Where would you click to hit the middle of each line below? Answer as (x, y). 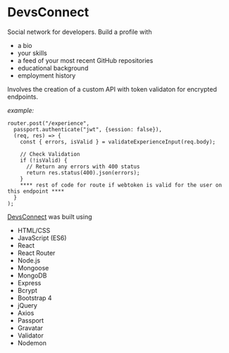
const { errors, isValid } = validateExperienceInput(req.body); (118, 142)
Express (29, 282)
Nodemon (32, 342)
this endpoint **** (36, 191)
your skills (32, 53)
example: (20, 110)
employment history (47, 76)
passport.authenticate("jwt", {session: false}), (88, 129)
